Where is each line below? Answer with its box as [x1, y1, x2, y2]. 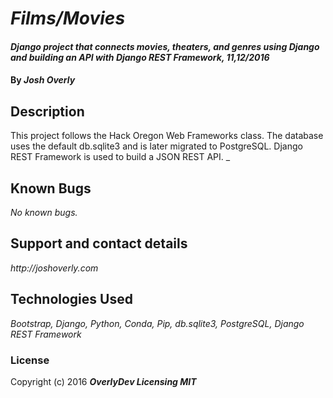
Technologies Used [10, 291, 133, 308]
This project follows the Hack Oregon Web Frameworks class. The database [10, 130, 324, 142]
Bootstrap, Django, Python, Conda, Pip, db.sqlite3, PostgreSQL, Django [10, 317, 305, 329]
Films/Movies [10, 7, 126, 30]
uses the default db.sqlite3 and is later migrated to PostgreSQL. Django [10, 140, 303, 152]
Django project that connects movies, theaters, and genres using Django [10, 40, 320, 52]
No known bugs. [10, 207, 78, 218]
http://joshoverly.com [10, 262, 99, 274]
